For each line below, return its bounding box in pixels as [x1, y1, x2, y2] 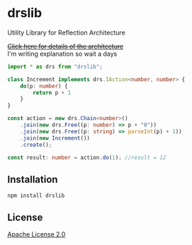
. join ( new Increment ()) [20, 134, 91, 142]
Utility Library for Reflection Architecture [7, 28, 125, 37]
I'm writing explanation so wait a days [7, 49, 118, 58]
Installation [7, 173, 58, 185]
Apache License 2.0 [7, 230, 66, 239]
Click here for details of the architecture [7, 42, 124, 50]
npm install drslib [7, 192, 65, 199]
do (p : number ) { [20, 83, 69, 90]
